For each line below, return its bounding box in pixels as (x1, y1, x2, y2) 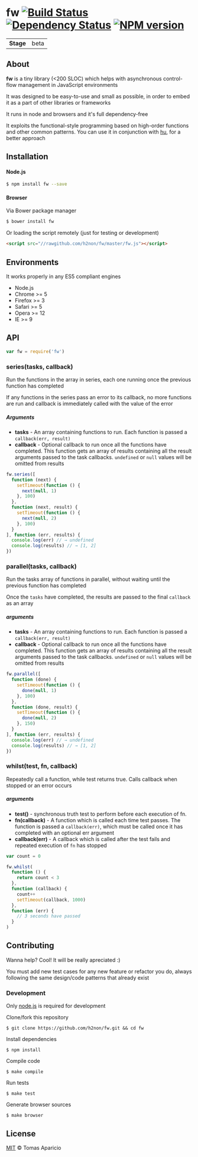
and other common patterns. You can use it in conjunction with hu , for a (6, 128, 181, 135)
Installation (6, 151, 48, 162)
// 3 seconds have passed (17, 913, 81, 919)
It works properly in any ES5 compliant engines (6, 273, 121, 280)
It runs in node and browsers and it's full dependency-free (6, 110, 148, 118)
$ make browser (6, 1113, 44, 1119)
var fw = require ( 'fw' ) (6, 348, 65, 354)
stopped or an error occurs (6, 781, 72, 789)
